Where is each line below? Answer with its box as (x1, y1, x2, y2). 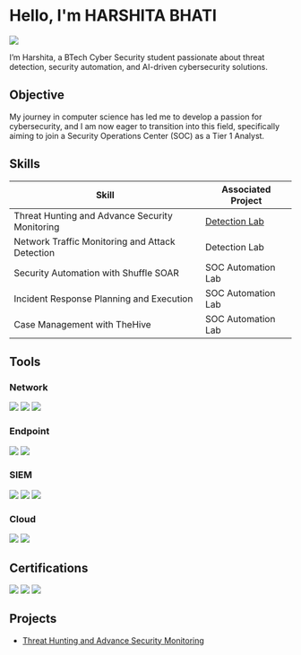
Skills (9, 156, 40, 171)
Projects (9, 611, 57, 626)
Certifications (9, 560, 89, 575)
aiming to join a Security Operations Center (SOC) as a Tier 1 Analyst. (9, 130, 265, 141)
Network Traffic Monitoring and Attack (13, 235, 176, 248)
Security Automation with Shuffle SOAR (13, 266, 179, 279)
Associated (221, 183, 271, 196)
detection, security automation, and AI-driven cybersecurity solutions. (9, 61, 269, 72)
